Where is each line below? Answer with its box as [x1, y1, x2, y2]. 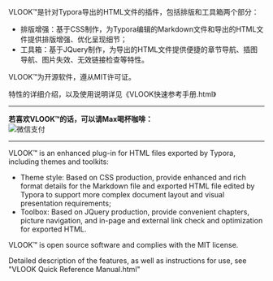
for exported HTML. [19, 224, 87, 234]
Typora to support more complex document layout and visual [19, 190, 225, 199]
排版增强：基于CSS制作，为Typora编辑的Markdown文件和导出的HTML [19, 24, 257, 34]
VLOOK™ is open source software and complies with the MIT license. [8, 240, 239, 249]
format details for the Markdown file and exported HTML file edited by [19, 181, 255, 191]
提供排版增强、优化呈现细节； [27, 35, 128, 44]
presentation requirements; [19, 198, 111, 208]
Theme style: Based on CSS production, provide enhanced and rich [19, 173, 246, 182]
